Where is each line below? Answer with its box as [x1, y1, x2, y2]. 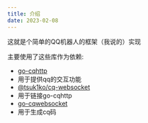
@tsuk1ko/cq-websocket [17, 83, 91, 91]
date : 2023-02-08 [7, 17, 59, 24]
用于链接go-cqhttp [17, 91, 72, 100]
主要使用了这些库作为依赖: [7, 52, 84, 61]
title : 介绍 [7, 10, 40, 18]
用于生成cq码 [17, 107, 57, 116]
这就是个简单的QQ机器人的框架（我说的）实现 [7, 37, 142, 46]
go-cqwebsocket [17, 99, 68, 107]
